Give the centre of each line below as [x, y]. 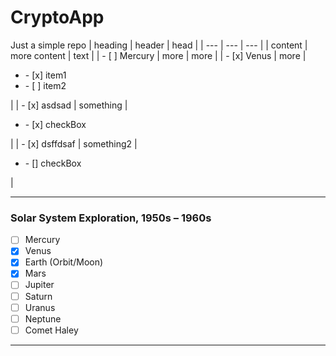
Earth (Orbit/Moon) [64, 262]
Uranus [40, 307]
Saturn [38, 296]
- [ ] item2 [45, 85]
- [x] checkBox [55, 124]
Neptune [43, 318]
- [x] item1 [45, 75]
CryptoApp [57, 17]
